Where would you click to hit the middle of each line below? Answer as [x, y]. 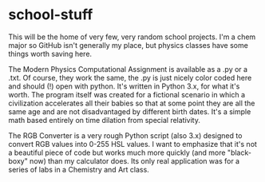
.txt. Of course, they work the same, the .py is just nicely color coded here [130, 77]
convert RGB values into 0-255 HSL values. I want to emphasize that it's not [133, 144]
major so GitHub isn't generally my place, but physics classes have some [129, 45]
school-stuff [51, 15]
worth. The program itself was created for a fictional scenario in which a [127, 94]
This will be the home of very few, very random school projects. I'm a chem [132, 37]
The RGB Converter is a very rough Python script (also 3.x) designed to [125, 135]
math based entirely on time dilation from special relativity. [105, 120]
